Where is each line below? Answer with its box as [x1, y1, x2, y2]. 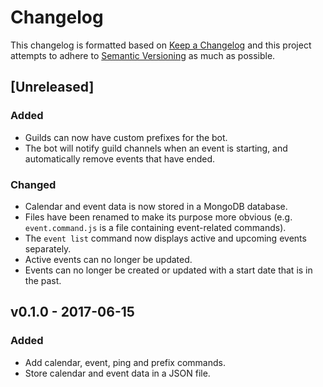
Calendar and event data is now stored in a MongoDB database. [24, 200, 288, 212]
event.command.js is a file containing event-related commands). [24, 221, 287, 233]
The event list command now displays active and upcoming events [24, 232, 307, 244]
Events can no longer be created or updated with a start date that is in [24, 264, 313, 276]
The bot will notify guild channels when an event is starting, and [24, 142, 288, 154]
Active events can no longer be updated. [24, 253, 193, 265]
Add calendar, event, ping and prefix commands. [24, 356, 226, 368]
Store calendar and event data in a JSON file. [24, 367, 211, 379]
